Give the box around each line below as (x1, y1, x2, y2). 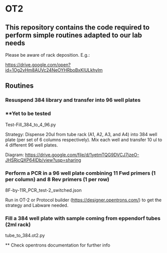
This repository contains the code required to (5, 23, 150, 32)
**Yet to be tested (5, 110, 51, 117)
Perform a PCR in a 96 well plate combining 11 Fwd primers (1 (5, 169, 156, 176)
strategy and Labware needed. (5, 202, 69, 208)
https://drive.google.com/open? (5, 62, 71, 68)
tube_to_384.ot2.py (5, 232, 45, 238)
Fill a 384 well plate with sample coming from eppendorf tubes (5, 214, 160, 221)
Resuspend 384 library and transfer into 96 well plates (5, 96, 141, 103)
